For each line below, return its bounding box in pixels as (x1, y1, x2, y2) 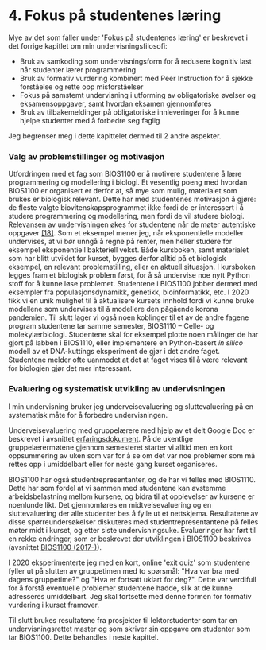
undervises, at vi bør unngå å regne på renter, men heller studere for (8, 237, 233, 247)
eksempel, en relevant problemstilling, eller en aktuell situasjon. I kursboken (8, 262, 256, 272)
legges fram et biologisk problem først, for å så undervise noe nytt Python (8, 271, 250, 280)
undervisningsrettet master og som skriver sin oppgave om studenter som (8, 624, 251, 633)
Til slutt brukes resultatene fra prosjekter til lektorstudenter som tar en (8, 615, 238, 625)
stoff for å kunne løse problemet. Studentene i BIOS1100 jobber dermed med (8, 279, 258, 289)
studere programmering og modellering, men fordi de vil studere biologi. (8, 212, 245, 221)
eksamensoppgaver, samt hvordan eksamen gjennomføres (19, 99, 212, 108)
